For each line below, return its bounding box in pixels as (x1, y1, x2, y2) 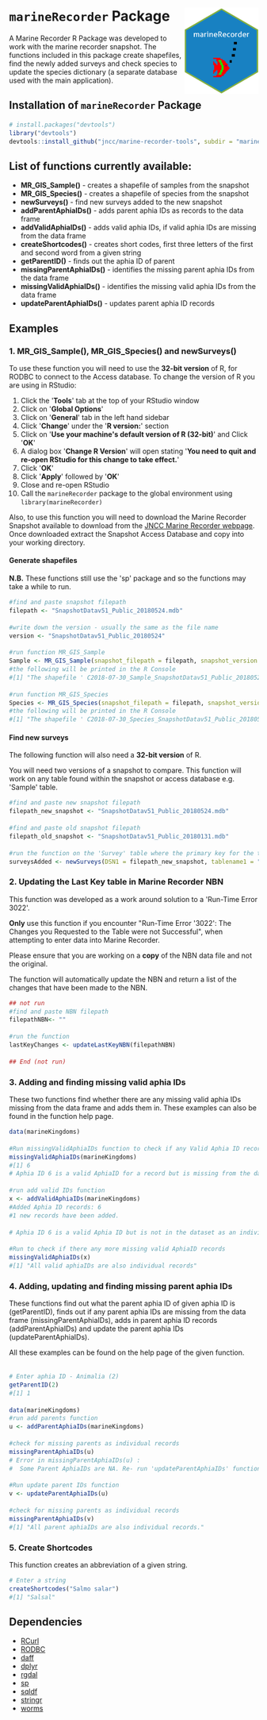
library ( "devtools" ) (9, 129, 78, 137)
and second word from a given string (20, 248, 142, 257)
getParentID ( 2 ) (9, 1381, 59, 1389)
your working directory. (9, 538, 86, 547)
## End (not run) (9, 1058, 67, 1066)
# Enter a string (9, 1576, 67, 1584)
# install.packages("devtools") (9, 121, 116, 129)
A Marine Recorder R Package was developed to (9, 33, 167, 43)
